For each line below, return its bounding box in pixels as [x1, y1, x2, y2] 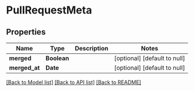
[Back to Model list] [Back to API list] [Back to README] [6, 79, 142, 86]
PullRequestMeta [6, 4, 93, 17]
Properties [6, 27, 46, 37]
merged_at [9, 64, 40, 72]
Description [74, 45, 108, 52]
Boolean [45, 54, 70, 62]
